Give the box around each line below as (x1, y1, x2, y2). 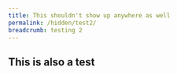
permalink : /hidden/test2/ (8, 19, 97, 27)
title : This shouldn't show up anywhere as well (8, 11, 171, 20)
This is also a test (8, 55, 96, 68)
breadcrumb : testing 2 (8, 26, 83, 34)
